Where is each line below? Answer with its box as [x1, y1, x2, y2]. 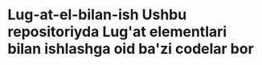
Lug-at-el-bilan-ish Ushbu [7, 6, 187, 24]
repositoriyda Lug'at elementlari [7, 22, 227, 41]
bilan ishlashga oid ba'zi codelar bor [7, 40, 254, 58]
